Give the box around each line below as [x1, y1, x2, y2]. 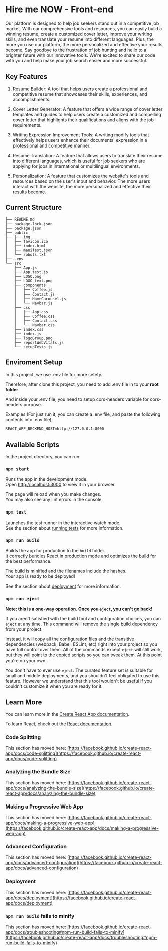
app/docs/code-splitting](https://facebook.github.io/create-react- [5, 750, 141, 756]
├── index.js [14, 331, 42, 336]
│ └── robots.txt [5, 252, 46, 257]
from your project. [5, 626, 43, 632]
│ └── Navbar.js [14, 301, 53, 306]
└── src [5, 261, 22, 266]
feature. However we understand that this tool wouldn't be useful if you [5, 678, 152, 684]
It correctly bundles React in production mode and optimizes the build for [5, 553, 156, 559]
